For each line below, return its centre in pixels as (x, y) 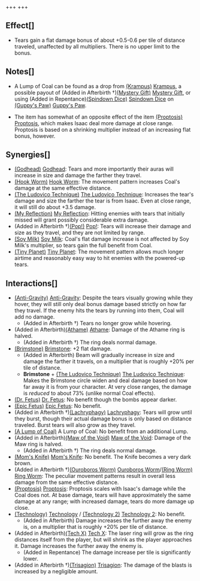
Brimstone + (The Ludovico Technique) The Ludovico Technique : (104, 374)
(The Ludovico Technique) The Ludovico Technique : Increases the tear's (104, 195)
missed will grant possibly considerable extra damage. (81, 220)
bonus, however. (35, 136)
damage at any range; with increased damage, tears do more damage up (104, 501)
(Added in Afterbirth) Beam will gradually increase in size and (99, 355)
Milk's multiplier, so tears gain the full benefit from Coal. (83, 246)
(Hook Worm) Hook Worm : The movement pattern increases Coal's (97, 182)
